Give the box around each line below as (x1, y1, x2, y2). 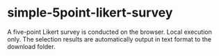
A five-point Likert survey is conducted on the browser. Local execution (7, 28, 212, 36)
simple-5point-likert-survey (7, 5, 173, 21)
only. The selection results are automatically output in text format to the (7, 35, 212, 43)
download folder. (7, 42, 56, 50)
